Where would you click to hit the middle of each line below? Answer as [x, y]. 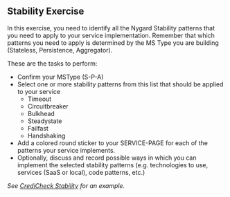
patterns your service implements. [66, 150]
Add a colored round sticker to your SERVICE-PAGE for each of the [112, 143]
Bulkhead [41, 113]
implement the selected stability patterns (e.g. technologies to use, [113, 165]
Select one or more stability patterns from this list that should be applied [120, 84]
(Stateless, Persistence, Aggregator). [60, 50]
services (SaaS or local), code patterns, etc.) [81, 172]
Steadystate [45, 121]
